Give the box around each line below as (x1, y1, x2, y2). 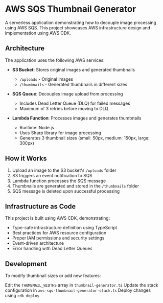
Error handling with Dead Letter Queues (12, 246, 93, 252)
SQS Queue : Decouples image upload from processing (12, 91, 123, 96)
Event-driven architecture (12, 240, 64, 246)
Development (5, 259, 47, 268)
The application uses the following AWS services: (5, 57, 105, 63)
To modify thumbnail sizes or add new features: (5, 273, 101, 279)
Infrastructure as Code (5, 202, 76, 210)
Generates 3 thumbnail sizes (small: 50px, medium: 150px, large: (19, 135, 150, 140)
